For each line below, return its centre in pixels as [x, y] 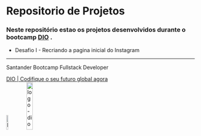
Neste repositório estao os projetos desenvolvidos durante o [96, 30]
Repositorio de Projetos [66, 11]
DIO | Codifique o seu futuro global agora [57, 79]
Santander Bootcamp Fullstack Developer [57, 68]
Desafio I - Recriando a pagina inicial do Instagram [77, 50]
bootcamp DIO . [29, 37]
